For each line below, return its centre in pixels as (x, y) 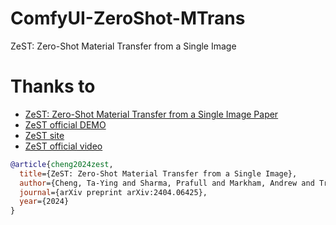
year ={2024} (44, 202)
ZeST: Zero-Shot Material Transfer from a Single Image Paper (151, 114)
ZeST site (44, 135)
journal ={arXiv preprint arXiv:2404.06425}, (113, 192)
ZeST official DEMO (65, 124)
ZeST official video (63, 146)
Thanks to (53, 86)
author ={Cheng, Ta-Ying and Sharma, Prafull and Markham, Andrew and (167, 183)
